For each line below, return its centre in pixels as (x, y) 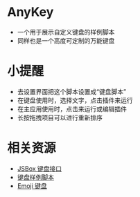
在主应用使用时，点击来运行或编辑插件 (72, 109)
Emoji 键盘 (32, 186)
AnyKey (30, 12)
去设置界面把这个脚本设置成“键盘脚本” (72, 91)
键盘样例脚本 (35, 177)
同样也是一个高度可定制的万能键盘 (66, 40)
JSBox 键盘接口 (40, 168)
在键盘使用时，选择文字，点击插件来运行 (75, 100)
